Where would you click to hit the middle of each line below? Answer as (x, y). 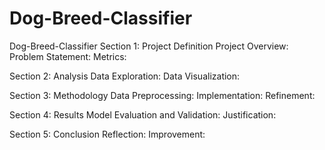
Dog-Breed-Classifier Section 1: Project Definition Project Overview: (149, 46)
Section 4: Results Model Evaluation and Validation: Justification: (143, 114)
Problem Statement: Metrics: (68, 56)
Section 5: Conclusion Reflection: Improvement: (107, 134)
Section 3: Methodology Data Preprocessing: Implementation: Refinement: (162, 95)
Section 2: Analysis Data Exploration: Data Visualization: (125, 76)
